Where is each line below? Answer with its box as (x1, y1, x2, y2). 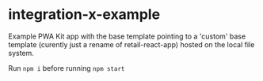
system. (8, 48, 34, 57)
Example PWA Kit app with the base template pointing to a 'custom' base (8, 31, 246, 41)
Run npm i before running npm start (8, 63, 125, 72)
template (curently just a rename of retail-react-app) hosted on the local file (8, 39, 255, 49)
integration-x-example (8, 6, 161, 24)
